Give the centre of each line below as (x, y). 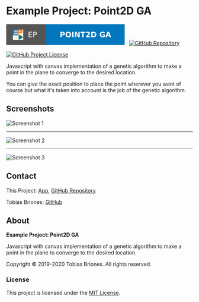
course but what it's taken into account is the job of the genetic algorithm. (96, 90)
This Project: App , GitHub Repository (51, 190)
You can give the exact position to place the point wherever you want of (94, 84)
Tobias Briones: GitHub (34, 202)
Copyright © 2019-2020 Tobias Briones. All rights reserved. (79, 264)
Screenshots (30, 109)
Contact (21, 176)
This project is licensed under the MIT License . (63, 292)
